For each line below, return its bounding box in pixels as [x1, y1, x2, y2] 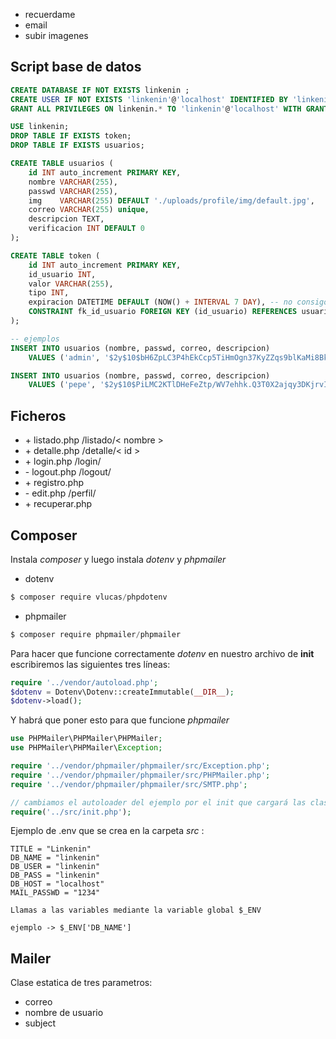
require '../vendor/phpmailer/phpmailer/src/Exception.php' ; [10, 761, 271, 771]
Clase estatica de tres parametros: [10, 977, 153, 989]
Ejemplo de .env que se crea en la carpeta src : [10, 825, 205, 837]
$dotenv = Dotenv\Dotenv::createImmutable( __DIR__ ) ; [10, 687, 235, 697]
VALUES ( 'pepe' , [28, 380, 97, 390]
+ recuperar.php [24, 498, 93, 510]
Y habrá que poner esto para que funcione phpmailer [10, 714, 230, 726]
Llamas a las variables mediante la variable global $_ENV [10, 905, 262, 916]
